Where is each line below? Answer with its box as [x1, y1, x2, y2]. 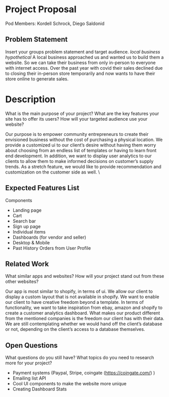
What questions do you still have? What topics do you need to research [5, 355, 154, 361]
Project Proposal [5, 4, 77, 15]
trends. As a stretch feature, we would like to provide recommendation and [5, 163, 161, 169]
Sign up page [12, 223, 41, 230]
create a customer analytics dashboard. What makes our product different [5, 310, 160, 316]
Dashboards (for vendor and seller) [12, 234, 86, 240]
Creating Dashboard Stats [12, 386, 67, 392]
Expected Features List [5, 184, 80, 192]
